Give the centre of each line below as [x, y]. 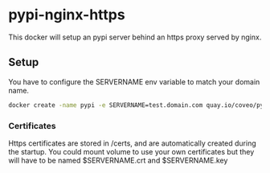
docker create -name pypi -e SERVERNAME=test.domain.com [106, 105]
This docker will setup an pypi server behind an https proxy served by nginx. [135, 37]
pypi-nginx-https [67, 15]
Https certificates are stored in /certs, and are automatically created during [133, 143]
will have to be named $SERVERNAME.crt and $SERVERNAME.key [118, 160]
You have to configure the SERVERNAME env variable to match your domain [134, 81]
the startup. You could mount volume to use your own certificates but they [131, 151]
